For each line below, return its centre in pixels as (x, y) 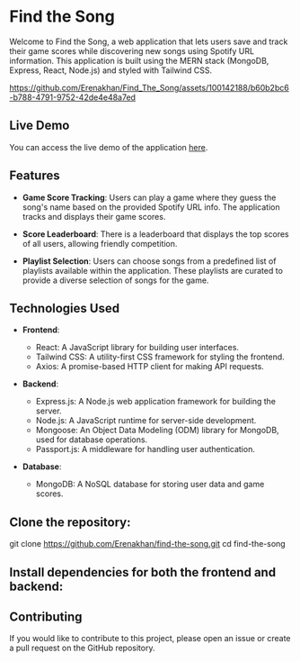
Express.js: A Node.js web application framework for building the (156, 402)
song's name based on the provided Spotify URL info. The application (151, 207)
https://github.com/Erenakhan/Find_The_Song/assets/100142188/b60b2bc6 (149, 87)
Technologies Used (64, 308)
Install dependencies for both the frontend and (143, 572)
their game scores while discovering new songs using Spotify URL (132, 50)
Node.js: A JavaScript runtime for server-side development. (146, 421)
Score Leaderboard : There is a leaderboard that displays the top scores (155, 234)
